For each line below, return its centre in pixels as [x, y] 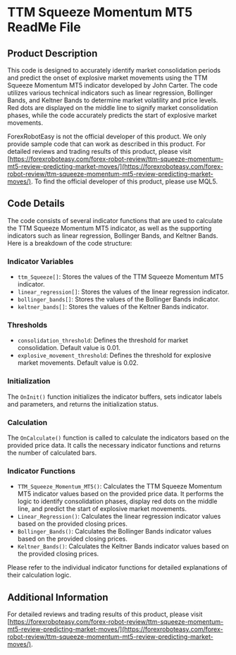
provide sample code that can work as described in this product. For [106, 144]
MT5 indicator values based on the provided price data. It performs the [120, 494]
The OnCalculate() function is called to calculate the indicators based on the [118, 438]
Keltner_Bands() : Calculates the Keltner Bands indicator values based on [123, 546]
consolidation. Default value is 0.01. [69, 348]
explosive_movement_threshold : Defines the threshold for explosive [114, 355]
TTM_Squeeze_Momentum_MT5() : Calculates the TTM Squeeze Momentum [119, 486]
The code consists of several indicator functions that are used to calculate [115, 220]
